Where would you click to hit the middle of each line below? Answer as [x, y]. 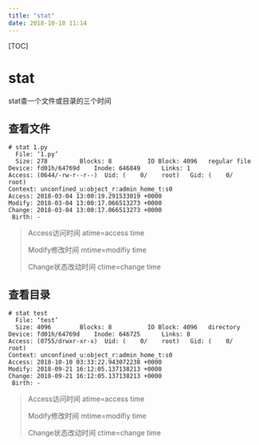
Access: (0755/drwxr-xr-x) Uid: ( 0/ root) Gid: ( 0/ [121, 341]
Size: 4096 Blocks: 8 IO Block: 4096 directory [128, 328]
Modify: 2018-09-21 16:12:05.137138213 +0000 [85, 369]
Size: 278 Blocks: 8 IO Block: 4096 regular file [133, 161]
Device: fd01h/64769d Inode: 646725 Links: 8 [100, 335]
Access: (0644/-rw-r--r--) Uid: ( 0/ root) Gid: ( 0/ [121, 175]
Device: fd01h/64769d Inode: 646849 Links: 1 [100, 168]
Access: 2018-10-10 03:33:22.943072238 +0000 [85, 362]
